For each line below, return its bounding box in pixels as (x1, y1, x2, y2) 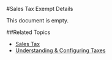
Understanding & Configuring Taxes (15, 47, 106, 54)
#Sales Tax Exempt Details (6, 5, 73, 12)
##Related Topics (6, 28, 51, 36)
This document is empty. (6, 17, 69, 24)
